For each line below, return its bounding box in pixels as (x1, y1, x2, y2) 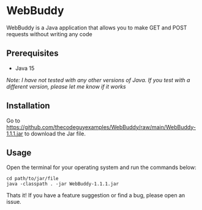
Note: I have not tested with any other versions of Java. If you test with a (6, 76, 190, 83)
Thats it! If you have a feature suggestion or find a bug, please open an (6, 192, 185, 199)
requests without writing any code (6, 30, 93, 37)
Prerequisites (6, 48, 59, 59)
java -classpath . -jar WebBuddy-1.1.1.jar (6, 181, 119, 187)
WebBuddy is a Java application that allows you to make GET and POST (6, 24, 187, 31)
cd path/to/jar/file (6, 176, 59, 182)
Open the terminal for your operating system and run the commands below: (6, 163, 197, 171)
